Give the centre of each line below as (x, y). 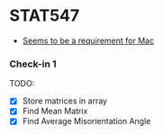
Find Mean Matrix (55, 111)
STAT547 (45, 16)
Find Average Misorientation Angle (87, 121)
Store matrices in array (65, 101)
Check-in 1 (33, 64)
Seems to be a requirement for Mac (88, 40)
